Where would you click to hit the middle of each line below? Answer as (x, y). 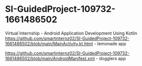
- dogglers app (111, 58)
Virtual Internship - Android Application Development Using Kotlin (71, 33)
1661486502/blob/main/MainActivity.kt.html (49, 43)
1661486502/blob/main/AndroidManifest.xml (50, 58)
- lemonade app (110, 43)
